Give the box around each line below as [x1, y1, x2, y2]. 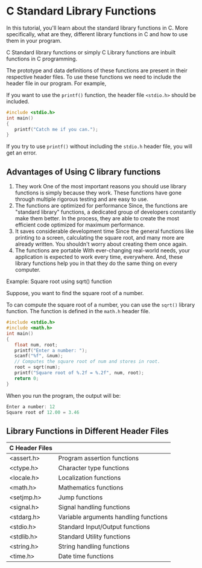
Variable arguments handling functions [58, 513, 168, 522]
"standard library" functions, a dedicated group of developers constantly [14, 208, 196, 215]
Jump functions [58, 493, 103, 502]
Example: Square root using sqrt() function [6, 278, 112, 285]
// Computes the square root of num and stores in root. [14, 359, 161, 365]
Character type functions [58, 464, 130, 472]
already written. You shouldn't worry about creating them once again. [14, 240, 188, 248]
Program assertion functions [58, 454, 139, 462]
